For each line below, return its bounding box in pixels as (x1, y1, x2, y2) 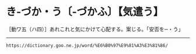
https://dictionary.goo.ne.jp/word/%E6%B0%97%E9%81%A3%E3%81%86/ (6, 42, 168, 48)
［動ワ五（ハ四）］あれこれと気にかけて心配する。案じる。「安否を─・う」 (6, 26, 184, 33)
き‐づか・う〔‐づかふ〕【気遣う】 (6, 5, 164, 19)
